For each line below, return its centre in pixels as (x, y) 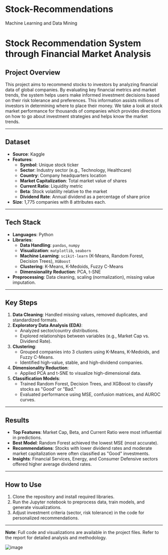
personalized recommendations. (45, 518)
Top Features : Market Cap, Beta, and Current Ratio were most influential (87, 432)
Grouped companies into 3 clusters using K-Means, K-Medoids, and (90, 352)
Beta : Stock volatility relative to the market (63, 191)
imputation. (24, 282)
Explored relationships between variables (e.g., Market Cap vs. (84, 336)
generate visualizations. (37, 507)
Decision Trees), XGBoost (45, 261)
